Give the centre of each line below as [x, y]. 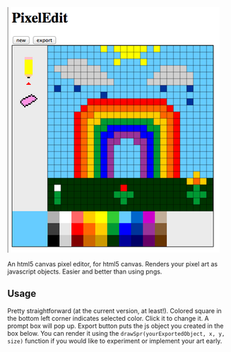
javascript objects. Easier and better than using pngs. [85, 271]
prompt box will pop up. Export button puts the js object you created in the [115, 326]
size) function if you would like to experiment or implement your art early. [115, 341]
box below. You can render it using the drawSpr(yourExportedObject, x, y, [116, 333]
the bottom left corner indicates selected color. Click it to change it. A [108, 318]
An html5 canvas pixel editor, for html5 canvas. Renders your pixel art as [112, 264]
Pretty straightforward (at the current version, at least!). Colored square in [115, 310]
